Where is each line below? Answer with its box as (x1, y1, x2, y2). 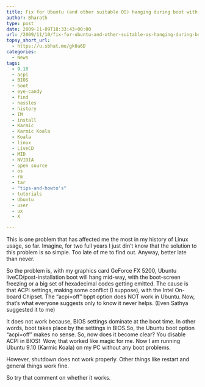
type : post (6, 20, 34, 26)
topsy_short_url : (6, 37, 51, 43)
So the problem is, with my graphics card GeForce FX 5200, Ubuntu (6, 267, 177, 275)
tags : (6, 60, 20, 66)
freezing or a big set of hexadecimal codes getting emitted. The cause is (6, 280, 189, 287)
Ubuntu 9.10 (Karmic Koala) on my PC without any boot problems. (6, 344, 171, 352)
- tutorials (12, 191, 43, 197)
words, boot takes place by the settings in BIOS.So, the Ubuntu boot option (6, 325, 195, 332)
